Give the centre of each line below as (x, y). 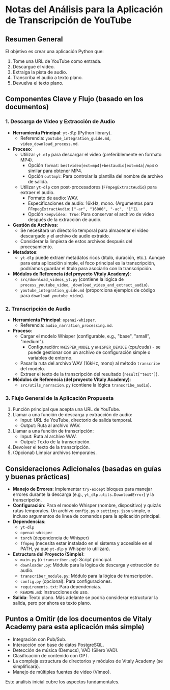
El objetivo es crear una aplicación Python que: (55, 51)
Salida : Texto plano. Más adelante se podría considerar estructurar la (85, 598)
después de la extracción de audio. (65, 219)
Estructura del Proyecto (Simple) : (49, 554)
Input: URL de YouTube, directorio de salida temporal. (76, 420)
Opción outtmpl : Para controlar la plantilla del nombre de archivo (95, 176)
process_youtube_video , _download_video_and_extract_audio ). (84, 284)
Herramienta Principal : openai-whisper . (54, 320)
